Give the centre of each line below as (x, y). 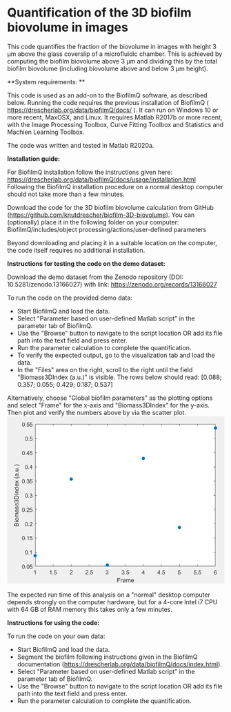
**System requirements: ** (46, 81)
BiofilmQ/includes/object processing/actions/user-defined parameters (107, 229)
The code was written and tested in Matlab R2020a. (81, 145)
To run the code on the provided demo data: (70, 298)
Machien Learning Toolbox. (46, 132)
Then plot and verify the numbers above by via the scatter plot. (97, 412)
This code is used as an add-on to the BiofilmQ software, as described (108, 95)
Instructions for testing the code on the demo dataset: (86, 263)
